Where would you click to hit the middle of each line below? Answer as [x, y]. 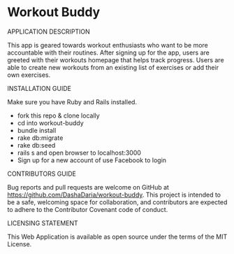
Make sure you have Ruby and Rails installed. [72, 101]
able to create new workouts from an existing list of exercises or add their [113, 67]
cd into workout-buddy [50, 122]
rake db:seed [36, 145]
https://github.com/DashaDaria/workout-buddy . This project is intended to [114, 195]
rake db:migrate [40, 138]
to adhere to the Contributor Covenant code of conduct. [88, 209]
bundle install [37, 130]
